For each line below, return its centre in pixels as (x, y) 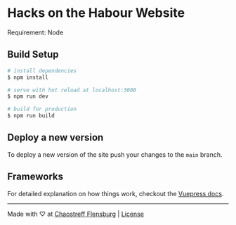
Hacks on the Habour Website (96, 13)
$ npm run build (31, 116)
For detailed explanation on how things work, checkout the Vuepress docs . (116, 193)
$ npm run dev (28, 96)
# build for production (42, 109)
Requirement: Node (35, 32)
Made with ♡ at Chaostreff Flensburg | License (76, 214)
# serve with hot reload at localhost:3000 (72, 90)
